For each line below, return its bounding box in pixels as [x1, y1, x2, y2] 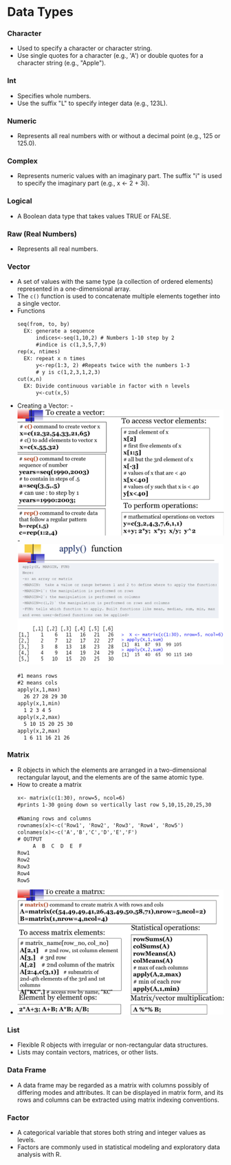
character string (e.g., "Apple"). [16, 59, 107, 67]
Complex [7, 156, 38, 166]
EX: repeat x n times [23, 355, 86, 362]
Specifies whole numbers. [16, 91, 91, 100]
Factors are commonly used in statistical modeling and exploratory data [16, 1142, 221, 1151]
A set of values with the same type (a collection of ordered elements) [16, 278, 213, 286]
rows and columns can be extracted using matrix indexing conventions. [16, 1096, 220, 1104]
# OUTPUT [16, 836, 43, 843]
